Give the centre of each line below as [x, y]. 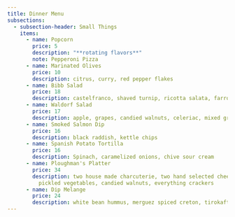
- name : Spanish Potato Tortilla [74, 144]
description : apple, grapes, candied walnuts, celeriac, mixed [126, 118]
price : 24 [47, 196]
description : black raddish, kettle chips [95, 137]
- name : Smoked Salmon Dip [65, 124]
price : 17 [47, 111]
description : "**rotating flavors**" [87, 53]
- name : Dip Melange [56, 190]
